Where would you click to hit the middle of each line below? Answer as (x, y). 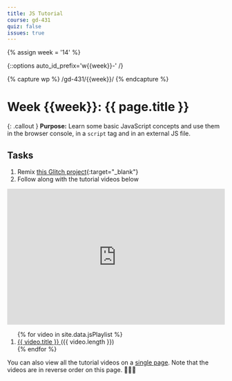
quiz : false (24, 26)
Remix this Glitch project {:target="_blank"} (78, 172)
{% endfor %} (37, 349)
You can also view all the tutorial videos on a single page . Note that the (108, 362)
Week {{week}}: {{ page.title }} (98, 107)
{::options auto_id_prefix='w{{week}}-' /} (65, 66)
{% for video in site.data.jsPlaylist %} (70, 334)
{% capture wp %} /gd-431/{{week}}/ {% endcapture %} (88, 79)
